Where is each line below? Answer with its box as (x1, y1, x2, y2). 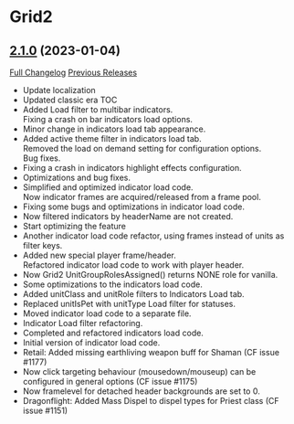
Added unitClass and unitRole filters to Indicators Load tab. (22, 289, 245, 299)
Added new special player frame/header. (22, 249, 176, 260)
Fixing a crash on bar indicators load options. (22, 114, 194, 124)
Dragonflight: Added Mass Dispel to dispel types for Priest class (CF (22, 396, 280, 406)
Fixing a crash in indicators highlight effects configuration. (22, 163, 242, 173)
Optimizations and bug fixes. (22, 172, 131, 183)
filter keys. (22, 240, 63, 250)
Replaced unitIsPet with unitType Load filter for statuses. (22, 299, 236, 309)
